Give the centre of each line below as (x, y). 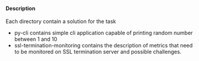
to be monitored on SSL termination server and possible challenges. (98, 52)
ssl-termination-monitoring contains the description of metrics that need (103, 46)
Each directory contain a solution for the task (61, 21)
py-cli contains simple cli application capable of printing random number (103, 33)
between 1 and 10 (36, 39)
